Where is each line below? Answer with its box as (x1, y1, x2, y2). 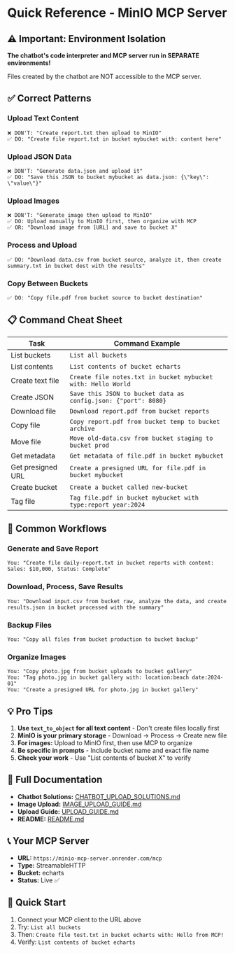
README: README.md (17, 814, 85, 823)
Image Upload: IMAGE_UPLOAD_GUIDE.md (17, 800, 142, 808)
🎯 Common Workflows (7, 523, 107, 535)
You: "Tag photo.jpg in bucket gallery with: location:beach (7, 674, 190, 682)
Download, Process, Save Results (7, 582, 124, 592)
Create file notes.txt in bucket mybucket (69, 373, 213, 381)
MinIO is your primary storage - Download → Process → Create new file (17, 731, 227, 740)
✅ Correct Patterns (7, 92, 92, 104)
